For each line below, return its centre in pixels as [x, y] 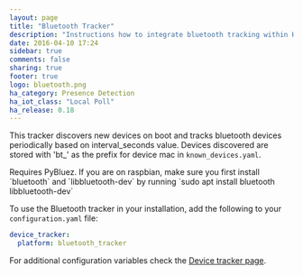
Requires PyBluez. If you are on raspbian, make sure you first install [134, 172]
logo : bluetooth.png [48, 85]
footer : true [34, 77]
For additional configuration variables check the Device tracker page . [138, 261]
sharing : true [36, 69]
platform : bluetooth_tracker [72, 243]
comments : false [40, 60]
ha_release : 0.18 [42, 110]
